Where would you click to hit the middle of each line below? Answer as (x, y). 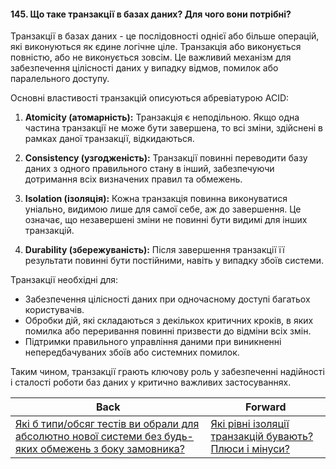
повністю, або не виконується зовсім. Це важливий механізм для (151, 57)
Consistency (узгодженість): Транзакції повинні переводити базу (166, 158)
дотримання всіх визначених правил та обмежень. (133, 179)
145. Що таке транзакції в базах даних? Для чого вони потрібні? (151, 14)
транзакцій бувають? (262, 437)
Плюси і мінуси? (250, 449)
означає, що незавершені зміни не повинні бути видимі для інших (166, 220)
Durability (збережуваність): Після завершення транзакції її (154, 250)
